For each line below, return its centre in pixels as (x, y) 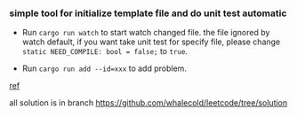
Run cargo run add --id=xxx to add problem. (104, 68)
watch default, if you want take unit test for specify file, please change (151, 42)
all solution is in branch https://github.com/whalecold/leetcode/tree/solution (148, 103)
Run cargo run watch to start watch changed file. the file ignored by (146, 33)
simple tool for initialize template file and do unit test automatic (148, 13)
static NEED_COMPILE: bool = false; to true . (105, 51)
